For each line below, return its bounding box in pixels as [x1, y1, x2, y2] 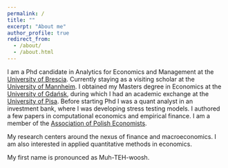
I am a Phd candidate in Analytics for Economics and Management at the [7, 67, 214, 76]
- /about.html [13, 49, 54, 56]
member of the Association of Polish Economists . [7, 119, 147, 127]
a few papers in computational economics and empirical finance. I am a [7, 111, 211, 120]
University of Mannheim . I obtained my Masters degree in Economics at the [7, 82, 222, 91]
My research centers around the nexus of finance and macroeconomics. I [7, 132, 216, 140]
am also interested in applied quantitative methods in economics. [7, 140, 192, 148]
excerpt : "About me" [7, 23, 67, 30]
